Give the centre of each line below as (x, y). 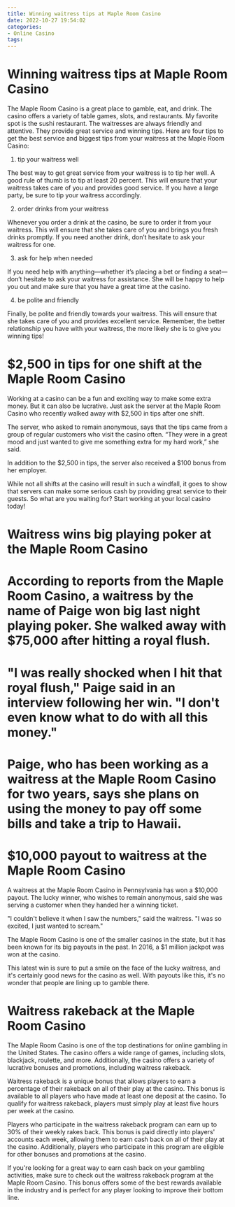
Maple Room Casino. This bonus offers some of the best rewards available (114, 1183)
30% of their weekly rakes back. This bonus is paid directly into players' (111, 1131)
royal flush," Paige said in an (92, 687)
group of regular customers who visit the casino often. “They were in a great (117, 434)
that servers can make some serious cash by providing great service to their (117, 491)
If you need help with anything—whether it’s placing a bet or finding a (107, 272)
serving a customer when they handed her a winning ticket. (93, 905)
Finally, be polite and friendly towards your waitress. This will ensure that (112, 314)
